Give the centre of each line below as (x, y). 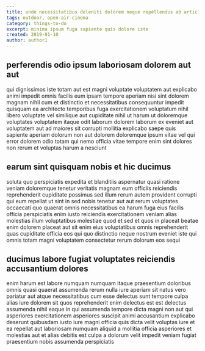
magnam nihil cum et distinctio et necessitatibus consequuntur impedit (95, 102)
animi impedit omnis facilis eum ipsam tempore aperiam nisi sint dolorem (98, 96)
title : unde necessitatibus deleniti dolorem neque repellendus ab (94, 12)
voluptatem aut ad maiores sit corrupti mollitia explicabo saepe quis (91, 128)
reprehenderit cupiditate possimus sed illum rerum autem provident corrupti (102, 194)
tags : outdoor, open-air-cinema (47, 18)
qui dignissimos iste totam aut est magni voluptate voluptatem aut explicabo (102, 89)
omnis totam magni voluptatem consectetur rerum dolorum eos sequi (93, 240)
